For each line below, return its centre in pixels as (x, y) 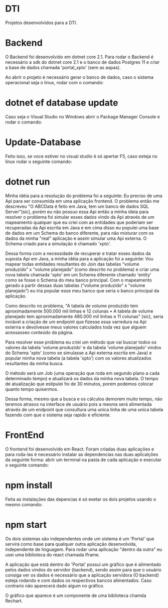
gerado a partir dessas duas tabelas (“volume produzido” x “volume (75, 285)
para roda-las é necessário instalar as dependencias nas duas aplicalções (82, 454)
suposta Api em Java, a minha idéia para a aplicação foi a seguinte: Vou (79, 258)
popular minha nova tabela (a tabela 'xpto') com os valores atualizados (78, 358)
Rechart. (14, 600)
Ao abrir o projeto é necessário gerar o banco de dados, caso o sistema (79, 77)
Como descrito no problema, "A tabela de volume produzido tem (72, 306)
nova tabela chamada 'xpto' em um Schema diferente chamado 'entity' (78, 274)
